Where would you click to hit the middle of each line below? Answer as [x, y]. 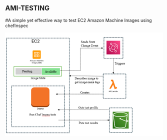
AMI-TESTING [27, 8]
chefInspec [17, 25]
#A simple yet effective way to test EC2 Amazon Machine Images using [78, 20]
